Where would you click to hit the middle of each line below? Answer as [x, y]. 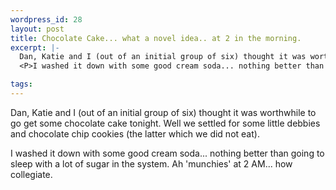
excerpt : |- [35, 47]
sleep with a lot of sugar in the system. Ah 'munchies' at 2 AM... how [151, 163]
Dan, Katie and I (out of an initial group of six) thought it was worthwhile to [163, 112]
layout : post [37, 29]
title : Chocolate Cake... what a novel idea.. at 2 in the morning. [156, 38]
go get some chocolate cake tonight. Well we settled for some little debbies [165, 123]
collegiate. [31, 174]
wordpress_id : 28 [46, 19]
